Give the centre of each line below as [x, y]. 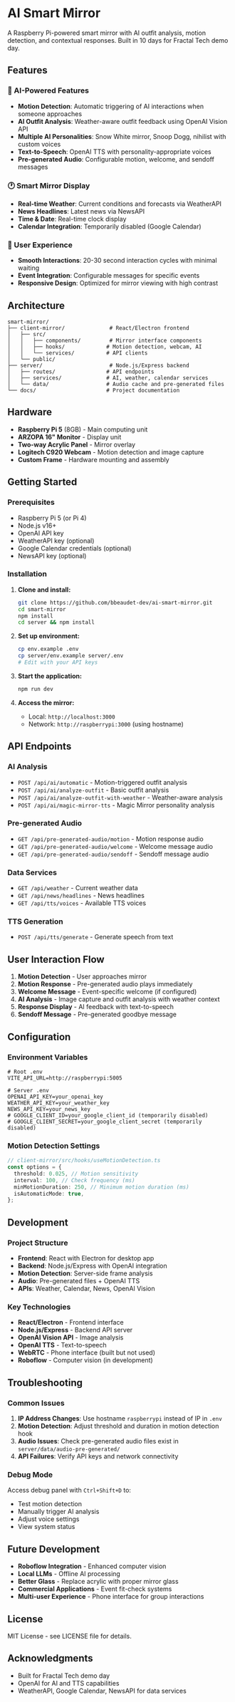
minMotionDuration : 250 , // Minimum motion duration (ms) [102, 1187]
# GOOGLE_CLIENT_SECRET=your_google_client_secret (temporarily [105, 1122]
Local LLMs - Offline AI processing [69, 1574]
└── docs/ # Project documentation [94, 391]
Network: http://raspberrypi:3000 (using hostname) [106, 724]
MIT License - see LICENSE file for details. [69, 1636]
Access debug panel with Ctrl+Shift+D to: [69, 1490]
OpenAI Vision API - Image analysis [70, 1337]
